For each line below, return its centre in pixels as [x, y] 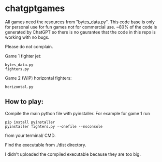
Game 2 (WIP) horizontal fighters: [38, 78]
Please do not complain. [29, 46]
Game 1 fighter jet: [23, 56]
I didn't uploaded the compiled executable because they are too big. [73, 154]
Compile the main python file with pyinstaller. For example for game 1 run [78, 113]
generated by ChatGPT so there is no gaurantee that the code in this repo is [81, 32]
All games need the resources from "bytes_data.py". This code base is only [80, 22]
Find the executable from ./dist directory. [46, 145]
